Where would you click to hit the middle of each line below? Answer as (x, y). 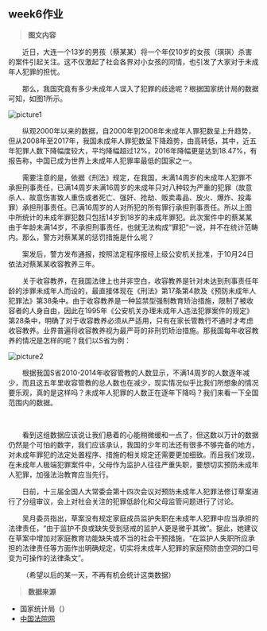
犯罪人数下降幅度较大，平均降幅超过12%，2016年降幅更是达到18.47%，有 (136, 150)
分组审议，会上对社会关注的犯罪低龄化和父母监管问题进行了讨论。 (130, 501)
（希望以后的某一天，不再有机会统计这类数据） (99, 575)
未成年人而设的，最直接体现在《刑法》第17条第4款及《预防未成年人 (146, 290)
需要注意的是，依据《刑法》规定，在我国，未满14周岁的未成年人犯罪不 (137, 177)
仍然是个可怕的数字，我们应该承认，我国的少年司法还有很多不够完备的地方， (133, 444)
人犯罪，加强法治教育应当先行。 (60, 474)
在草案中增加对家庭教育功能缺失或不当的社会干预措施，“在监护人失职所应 (128, 538)
